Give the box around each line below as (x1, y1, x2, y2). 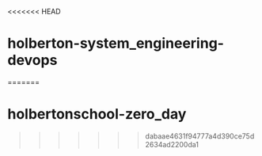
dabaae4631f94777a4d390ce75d (145, 131, 255, 141)
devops (7, 51, 58, 70)
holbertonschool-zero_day (7, 105, 187, 124)
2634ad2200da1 (145, 139, 199, 149)
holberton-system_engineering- (7, 35, 225, 52)
